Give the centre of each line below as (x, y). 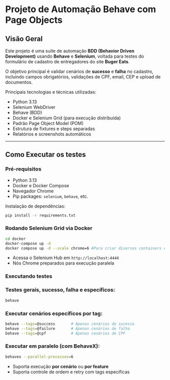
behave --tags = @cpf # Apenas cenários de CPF (65, 333)
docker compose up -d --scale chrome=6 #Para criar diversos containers (83, 248)
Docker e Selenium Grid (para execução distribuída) (67, 118)
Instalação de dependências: (35, 206)
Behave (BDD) (27, 113)
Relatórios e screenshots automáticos (52, 134)
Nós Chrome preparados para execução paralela (63, 263)
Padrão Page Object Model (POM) (48, 123)
